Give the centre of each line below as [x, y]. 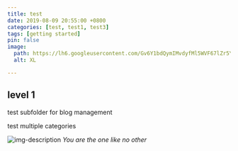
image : [17, 47]
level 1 [21, 95]
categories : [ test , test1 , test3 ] [58, 27]
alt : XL [25, 60]
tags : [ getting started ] [44, 34]
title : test [25, 14]
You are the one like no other [105, 140]
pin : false [23, 40]
